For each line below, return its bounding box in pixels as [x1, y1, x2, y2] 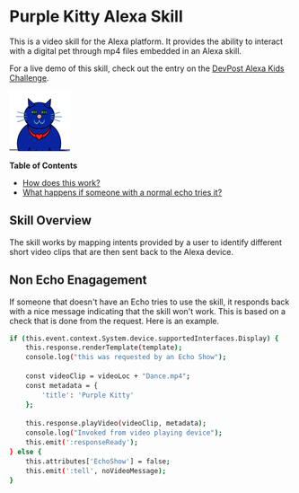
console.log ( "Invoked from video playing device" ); [25, 428, 223, 437]
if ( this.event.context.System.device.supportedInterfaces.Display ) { [9, 334, 279, 343]
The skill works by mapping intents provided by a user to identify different [9, 236, 283, 248]
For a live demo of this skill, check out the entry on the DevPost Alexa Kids [9, 63, 285, 74]
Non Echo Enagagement [9, 272, 147, 288]
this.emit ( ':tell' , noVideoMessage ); [25, 466, 167, 475]
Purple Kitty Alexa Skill [9, 6, 183, 27]
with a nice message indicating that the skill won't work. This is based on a [9, 305, 286, 316]
